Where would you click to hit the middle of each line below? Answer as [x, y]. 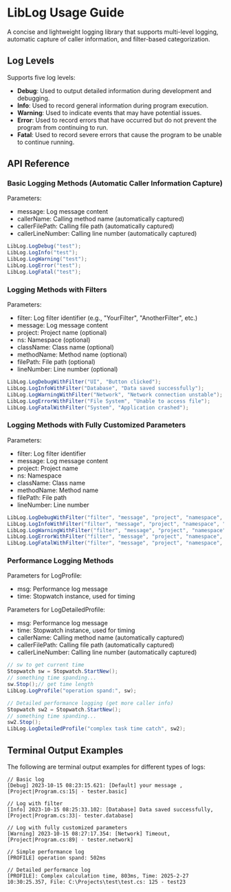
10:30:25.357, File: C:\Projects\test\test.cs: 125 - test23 [97, 882]
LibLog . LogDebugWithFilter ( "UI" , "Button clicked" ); [84, 382]
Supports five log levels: [41, 77]
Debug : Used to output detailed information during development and [114, 90]
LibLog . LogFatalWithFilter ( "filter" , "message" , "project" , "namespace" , [115, 543]
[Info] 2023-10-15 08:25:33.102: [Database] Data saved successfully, [110, 810]
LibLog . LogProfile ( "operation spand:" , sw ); [72, 691]
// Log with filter [35, 804]
